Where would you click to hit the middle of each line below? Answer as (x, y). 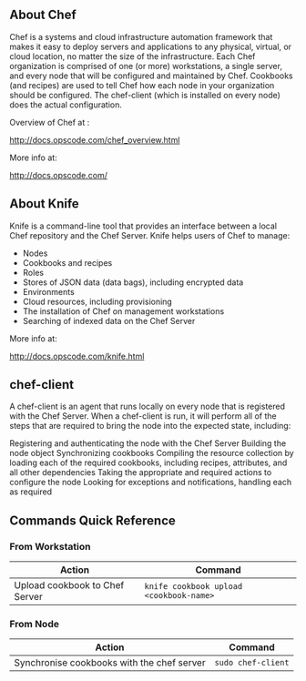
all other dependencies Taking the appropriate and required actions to (141, 473)
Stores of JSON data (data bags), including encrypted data (133, 282)
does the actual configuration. (66, 105)
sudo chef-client (252, 663)
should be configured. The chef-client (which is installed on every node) (145, 95)
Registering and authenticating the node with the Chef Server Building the (148, 443)
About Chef (43, 15)
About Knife (44, 204)
